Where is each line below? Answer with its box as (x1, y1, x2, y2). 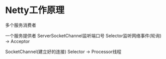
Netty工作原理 (5, 4, 64, 16)
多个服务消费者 (5, 22, 36, 28)
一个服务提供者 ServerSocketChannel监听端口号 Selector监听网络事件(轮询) (5, 32, 162, 38)
